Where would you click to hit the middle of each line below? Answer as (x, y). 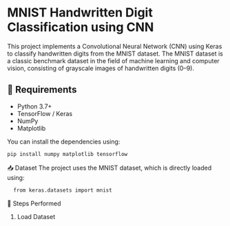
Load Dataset (36, 216)
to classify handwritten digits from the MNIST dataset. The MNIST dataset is (115, 54)
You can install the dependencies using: (64, 142)
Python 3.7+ (34, 106)
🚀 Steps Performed (34, 203)
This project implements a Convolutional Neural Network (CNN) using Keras (115, 46)
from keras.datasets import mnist (63, 190)
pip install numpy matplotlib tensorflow (67, 154)
